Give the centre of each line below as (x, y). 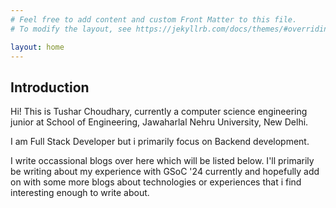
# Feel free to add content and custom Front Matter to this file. (154, 19)
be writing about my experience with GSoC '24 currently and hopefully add (165, 172)
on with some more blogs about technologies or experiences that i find (156, 182)
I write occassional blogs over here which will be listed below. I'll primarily (162, 161)
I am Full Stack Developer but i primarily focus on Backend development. (160, 142)
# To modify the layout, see (71, 29)
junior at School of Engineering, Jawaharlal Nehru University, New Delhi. (159, 122)
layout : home (37, 47)
